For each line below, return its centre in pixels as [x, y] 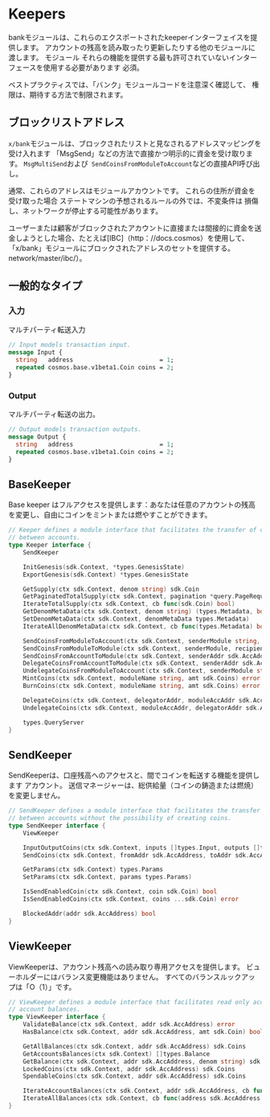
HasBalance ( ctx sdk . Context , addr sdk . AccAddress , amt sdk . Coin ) [135, 1032]
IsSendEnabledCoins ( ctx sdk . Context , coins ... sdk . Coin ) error [131, 899]
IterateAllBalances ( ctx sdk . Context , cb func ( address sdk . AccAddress [142, 1098]
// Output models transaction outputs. [75, 430]
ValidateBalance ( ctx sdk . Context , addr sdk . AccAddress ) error [129, 1024]
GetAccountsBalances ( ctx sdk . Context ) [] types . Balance [117, 1054]
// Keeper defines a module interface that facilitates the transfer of [133, 530]
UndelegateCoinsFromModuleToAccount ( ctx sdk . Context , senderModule [138, 671]
